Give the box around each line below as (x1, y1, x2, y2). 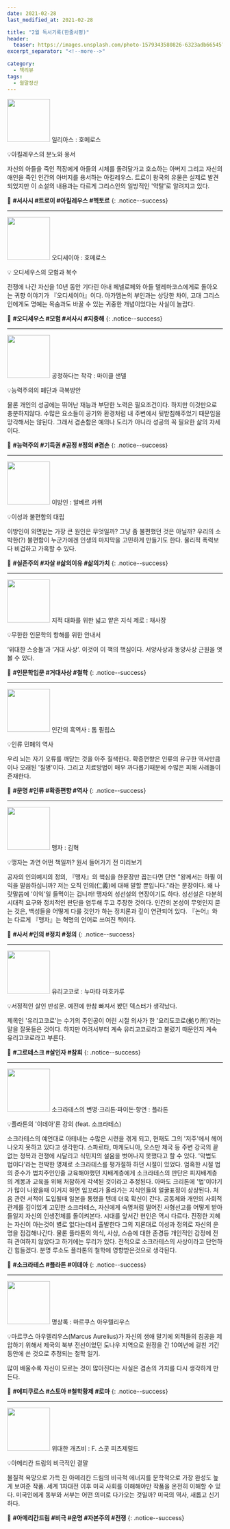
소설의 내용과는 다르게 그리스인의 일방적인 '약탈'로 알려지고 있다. (38, 181, 210, 189)
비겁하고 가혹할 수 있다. (14, 544, 77, 553)
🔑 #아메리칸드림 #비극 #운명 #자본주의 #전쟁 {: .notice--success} (7, 1513, 185, 1521)
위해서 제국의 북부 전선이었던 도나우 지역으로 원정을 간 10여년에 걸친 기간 (25, 1340, 220, 1349)
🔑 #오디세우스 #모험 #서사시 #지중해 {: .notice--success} (7, 314, 163, 323)
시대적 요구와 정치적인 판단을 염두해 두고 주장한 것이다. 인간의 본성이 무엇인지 (7, 898, 214, 906)
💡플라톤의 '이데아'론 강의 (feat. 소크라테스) (7, 1120, 122, 1128)
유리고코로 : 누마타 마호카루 (51, 987, 125, 996)
